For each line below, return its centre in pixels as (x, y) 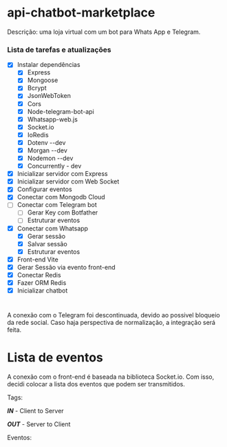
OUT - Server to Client (39, 424)
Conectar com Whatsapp (52, 228)
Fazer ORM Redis (42, 282)
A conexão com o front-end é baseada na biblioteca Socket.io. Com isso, (111, 377)
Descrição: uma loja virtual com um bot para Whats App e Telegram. (104, 32)
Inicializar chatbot (42, 290)
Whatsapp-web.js (52, 119)
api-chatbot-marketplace (81, 13)
